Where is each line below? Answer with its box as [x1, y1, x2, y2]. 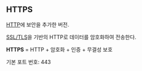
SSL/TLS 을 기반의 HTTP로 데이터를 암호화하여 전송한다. [6, 33, 137, 40]
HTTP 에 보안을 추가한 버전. [6, 21, 70, 28]
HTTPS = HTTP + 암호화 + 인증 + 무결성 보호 [6, 46, 113, 53]
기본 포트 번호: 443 [6, 58, 51, 65]
